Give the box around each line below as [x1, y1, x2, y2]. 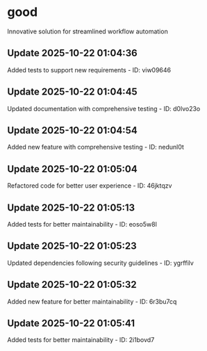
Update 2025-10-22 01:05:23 [7, 240, 137, 252]
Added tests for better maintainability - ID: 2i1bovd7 [7, 336, 155, 344]
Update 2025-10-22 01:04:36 [7, 47, 138, 59]
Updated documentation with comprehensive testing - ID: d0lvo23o [7, 104, 201, 113]
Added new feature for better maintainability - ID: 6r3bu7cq [7, 297, 177, 306]
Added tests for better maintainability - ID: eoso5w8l [7, 220, 158, 228]
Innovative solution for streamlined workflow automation [7, 27, 168, 35]
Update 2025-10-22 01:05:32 [7, 279, 137, 291]
